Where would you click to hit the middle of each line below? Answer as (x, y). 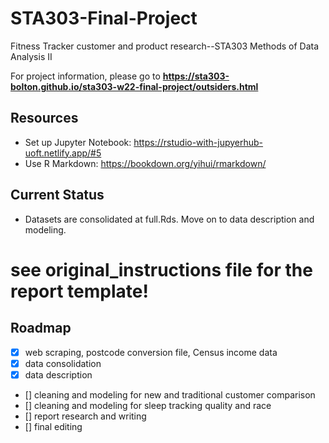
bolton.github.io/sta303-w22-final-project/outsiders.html (134, 86)
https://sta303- (196, 76)
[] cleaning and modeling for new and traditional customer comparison (170, 394)
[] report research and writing (85, 416)
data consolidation (63, 363)
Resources (44, 118)
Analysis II (31, 56)
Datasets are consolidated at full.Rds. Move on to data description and (169, 219)
